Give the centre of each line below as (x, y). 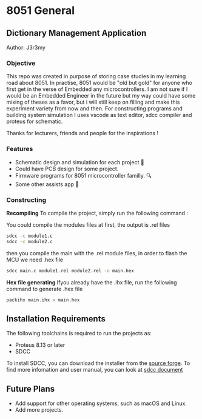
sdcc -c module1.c (29, 236)
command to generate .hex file (45, 289)
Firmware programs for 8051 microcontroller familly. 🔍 (83, 175)
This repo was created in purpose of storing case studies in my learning (96, 76)
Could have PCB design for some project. (67, 169)
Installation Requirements (56, 319)
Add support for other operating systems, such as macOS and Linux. (101, 403)
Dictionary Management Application (76, 33)
